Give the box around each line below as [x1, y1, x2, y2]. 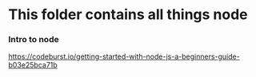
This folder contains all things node [8, 6, 248, 24]
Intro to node [8, 34, 59, 45]
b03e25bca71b [8, 60, 58, 70]
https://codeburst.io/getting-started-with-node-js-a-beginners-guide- [8, 52, 240, 61]
